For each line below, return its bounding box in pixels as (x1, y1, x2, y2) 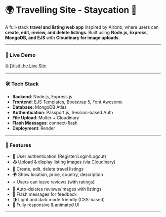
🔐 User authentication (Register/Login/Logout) (12, 153, 106, 159)
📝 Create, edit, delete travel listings (12, 166, 84, 172)
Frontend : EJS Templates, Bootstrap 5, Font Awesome (12, 99, 123, 105)
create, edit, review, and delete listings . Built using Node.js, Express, (5, 29, 148, 35)
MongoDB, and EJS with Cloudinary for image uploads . (5, 35, 120, 41)
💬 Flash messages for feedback (12, 191, 77, 197)
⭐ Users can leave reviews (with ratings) (12, 179, 95, 185)
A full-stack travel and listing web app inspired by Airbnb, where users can (5, 24, 159, 30)
